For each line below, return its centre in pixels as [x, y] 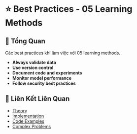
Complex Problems [32, 126]
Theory [20, 110]
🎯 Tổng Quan [25, 41]
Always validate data [34, 62]
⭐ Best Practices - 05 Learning [69, 9]
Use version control [33, 67]
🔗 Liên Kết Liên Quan [37, 99]
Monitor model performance [42, 78]
